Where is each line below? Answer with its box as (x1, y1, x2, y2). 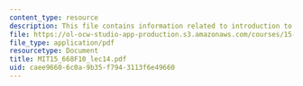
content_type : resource (9, 13, 99, 22)
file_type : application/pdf (9, 38, 115, 47)
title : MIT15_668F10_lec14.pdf (9, 55, 127, 64)
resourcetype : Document (9, 47, 99, 56)
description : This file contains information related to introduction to (9, 21, 293, 30)
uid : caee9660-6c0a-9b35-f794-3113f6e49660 (9, 64, 176, 73)
